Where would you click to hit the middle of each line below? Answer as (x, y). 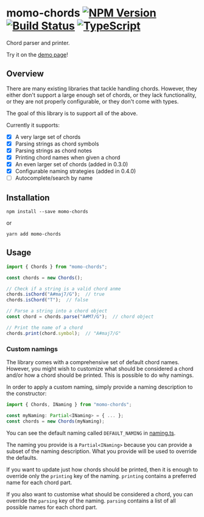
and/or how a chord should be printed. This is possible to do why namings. (100, 375)
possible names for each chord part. (52, 507)
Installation (28, 198)
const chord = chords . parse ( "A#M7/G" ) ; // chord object (80, 317)
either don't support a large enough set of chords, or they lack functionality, (101, 95)
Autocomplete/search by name (54, 178)
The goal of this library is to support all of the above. (72, 113)
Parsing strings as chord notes (54, 150)
